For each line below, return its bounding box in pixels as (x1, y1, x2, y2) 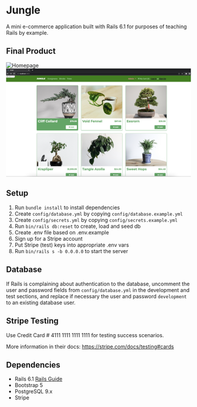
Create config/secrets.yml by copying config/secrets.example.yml (14, 216, 178, 223)
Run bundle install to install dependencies (14, 204, 120, 211)
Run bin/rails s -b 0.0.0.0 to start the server (14, 247, 128, 254)
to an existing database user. (6, 299, 76, 306)
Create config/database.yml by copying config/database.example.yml (14, 210, 183, 217)
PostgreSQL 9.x (14, 388, 53, 395)
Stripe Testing (6, 316, 59, 326)
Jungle (6, 4, 41, 17)
